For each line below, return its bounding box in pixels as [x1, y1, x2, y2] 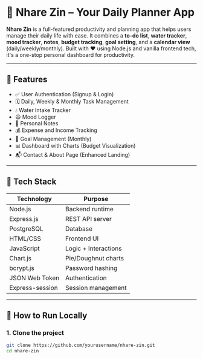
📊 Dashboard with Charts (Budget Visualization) [14, 142, 136, 149]
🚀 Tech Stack [6, 177, 57, 187]
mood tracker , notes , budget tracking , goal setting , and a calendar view [6, 38, 190, 45]
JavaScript [9, 244, 40, 252]
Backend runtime [65, 205, 114, 213]
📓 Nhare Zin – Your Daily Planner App [6, 5, 195, 19]
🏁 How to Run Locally [6, 310, 88, 320]
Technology [17, 194, 53, 203]
